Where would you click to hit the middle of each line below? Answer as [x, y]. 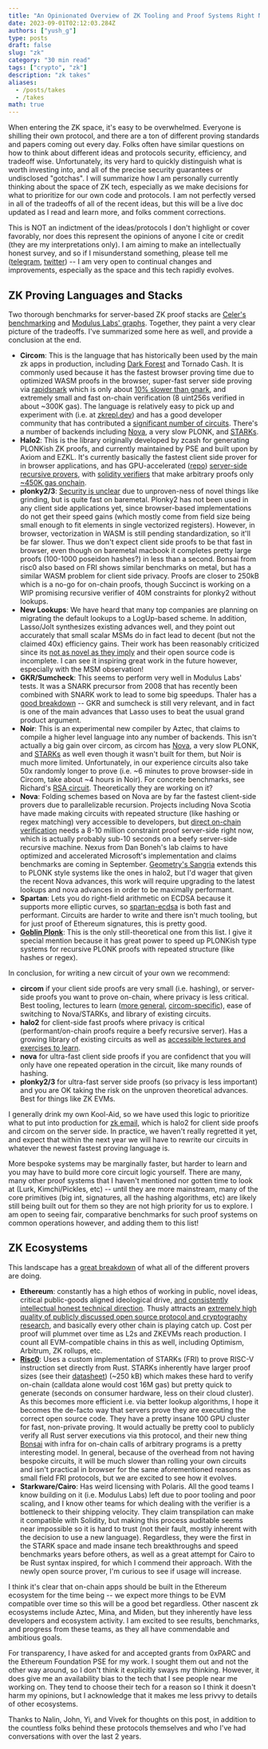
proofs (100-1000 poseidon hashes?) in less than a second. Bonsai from [138, 559]
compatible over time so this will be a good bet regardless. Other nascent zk [134, 1603]
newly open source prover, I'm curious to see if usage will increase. [130, 1571]
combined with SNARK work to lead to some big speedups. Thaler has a [138, 694]
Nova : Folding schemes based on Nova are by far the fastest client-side [138, 796]
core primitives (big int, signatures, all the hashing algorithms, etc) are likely [132, 1197]
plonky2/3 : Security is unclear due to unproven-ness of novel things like [139, 491]
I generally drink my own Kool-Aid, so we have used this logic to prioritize [129, 1114]
